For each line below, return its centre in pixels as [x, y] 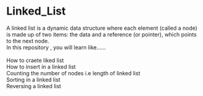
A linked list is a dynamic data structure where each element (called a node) [102, 28]
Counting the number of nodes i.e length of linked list [73, 73]
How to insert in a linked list [41, 67]
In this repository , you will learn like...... [56, 47]
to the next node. [28, 41]
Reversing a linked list [34, 86]
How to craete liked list [35, 60]
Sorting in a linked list [33, 80]
